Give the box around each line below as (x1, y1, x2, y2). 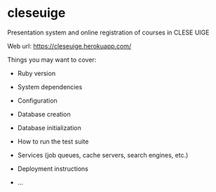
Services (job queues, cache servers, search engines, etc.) (17, 151, 189, 159)
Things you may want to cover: (7, 55, 97, 64)
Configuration (17, 96, 58, 105)
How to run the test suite (17, 137, 89, 146)
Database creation (17, 110, 72, 118)
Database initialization (17, 123, 82, 132)
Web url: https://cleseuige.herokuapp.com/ (7, 41, 132, 50)
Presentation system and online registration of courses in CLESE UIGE (7, 28, 210, 37)
